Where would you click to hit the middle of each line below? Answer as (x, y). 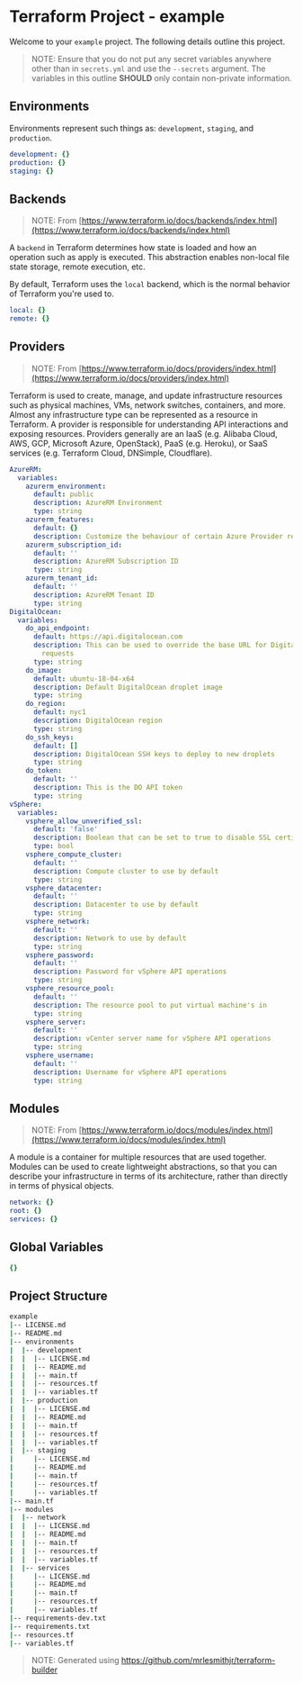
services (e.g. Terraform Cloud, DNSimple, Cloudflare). (111, 453)
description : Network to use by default (110, 938)
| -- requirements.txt (50, 1626)
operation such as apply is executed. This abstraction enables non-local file (150, 258)
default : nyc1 (60, 712)
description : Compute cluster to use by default (126, 871)
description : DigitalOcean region (98, 720)
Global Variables (56, 1248)
